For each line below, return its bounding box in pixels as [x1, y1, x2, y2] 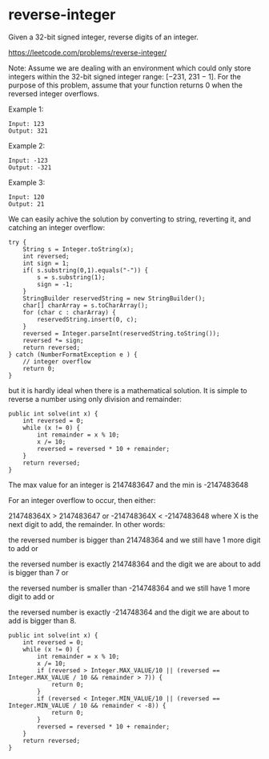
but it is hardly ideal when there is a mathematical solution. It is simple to [8, 385, 248, 395]
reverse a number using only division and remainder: [8, 394, 183, 404]
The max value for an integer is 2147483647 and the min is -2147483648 [8, 480, 249, 489]
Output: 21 [8, 200, 45, 208]
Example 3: [8, 177, 46, 187]
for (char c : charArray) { [22, 308, 116, 316]
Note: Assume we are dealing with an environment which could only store [8, 63, 251, 73]
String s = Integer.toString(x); [22, 245, 134, 254]
